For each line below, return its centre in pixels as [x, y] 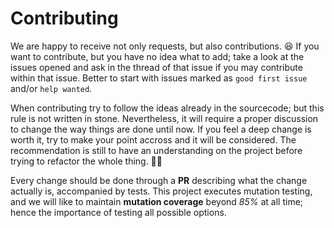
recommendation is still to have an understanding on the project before [156, 150]
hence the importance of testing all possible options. [118, 212]
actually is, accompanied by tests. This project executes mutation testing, [161, 191]
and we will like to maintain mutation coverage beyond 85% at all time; [157, 201]
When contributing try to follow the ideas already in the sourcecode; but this [167, 108]
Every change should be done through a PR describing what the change [159, 180]
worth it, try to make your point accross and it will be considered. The [153, 139]
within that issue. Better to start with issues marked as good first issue [159, 78]
